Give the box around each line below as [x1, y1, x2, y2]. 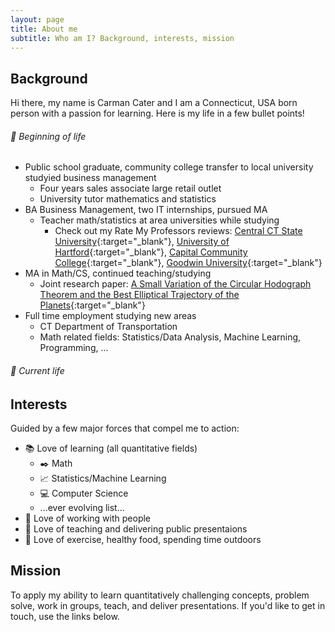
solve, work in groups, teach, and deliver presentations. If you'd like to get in [10, 599, 326, 611]
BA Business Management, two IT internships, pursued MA [24, 204, 268, 216]
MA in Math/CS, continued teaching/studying [24, 267, 212, 280]
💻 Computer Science [39, 487, 129, 500]
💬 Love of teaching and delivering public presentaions [24, 523, 248, 535]
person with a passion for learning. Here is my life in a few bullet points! [10, 107, 305, 120]
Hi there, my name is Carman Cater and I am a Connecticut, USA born [10, 97, 298, 109]
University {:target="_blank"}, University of [54, 236, 230, 248]
